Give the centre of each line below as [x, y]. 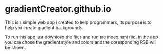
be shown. [16, 47]
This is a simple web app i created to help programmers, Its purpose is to [79, 22]
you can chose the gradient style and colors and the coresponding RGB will [81, 42]
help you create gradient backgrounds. [44, 27]
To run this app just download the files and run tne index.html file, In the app [81, 37]
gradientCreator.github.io [58, 9]
